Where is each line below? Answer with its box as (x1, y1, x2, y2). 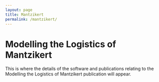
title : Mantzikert (5, 12, 44, 17)
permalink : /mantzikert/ (5, 17, 57, 22)
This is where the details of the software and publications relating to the (5, 66, 154, 72)
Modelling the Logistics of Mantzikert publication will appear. (5, 71, 132, 77)
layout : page (5, 7, 33, 13)
